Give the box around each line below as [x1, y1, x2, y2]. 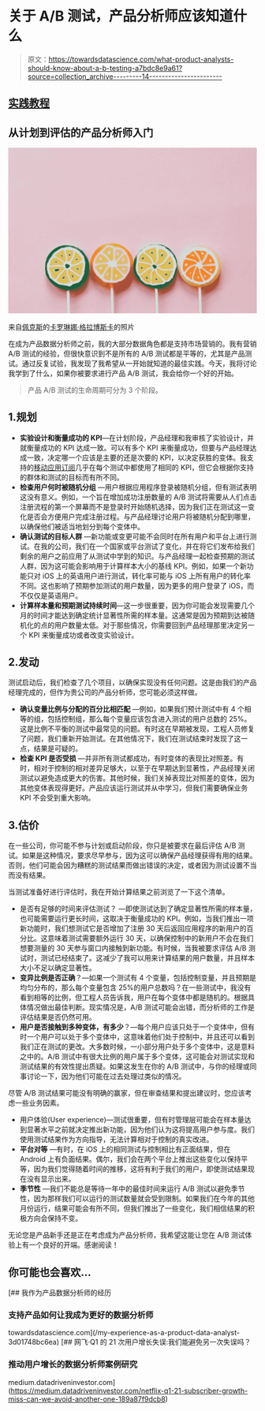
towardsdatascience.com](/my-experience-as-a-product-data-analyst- [8, 1328, 241, 1338]
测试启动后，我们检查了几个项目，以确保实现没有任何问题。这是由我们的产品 [8, 678, 257, 687]
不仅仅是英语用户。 [19, 591, 83, 600]
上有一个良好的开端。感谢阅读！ [14, 1240, 119, 1250]
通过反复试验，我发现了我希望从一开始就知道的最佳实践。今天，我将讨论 [21, 358, 257, 368]
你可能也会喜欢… [8, 1265, 92, 1278]
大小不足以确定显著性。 [19, 963, 96, 972]
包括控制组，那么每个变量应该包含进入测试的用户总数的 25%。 [47, 715, 252, 724]
